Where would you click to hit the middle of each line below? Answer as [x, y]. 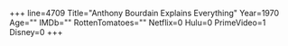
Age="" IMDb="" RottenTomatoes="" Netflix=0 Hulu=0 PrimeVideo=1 [138, 23]
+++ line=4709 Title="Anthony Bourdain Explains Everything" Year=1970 [144, 13]
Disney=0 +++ [36, 32]
